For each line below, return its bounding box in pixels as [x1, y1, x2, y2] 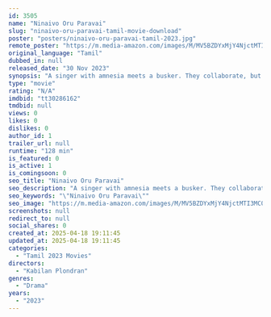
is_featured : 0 [8, 154, 60, 162]
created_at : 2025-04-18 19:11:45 [8, 229, 121, 238]
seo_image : [8, 199, 45, 207]
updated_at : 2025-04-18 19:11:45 [8, 237, 121, 245]
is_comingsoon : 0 [8, 169, 67, 177]
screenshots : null [8, 206, 70, 215]
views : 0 [8, 110, 38, 118]
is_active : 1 [8, 162, 52, 170]
